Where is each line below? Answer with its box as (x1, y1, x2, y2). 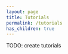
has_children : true (6, 25, 55, 32)
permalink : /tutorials (6, 20, 63, 26)
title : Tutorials (6, 14, 50, 20)
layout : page (6, 8, 39, 15)
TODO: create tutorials (6, 42, 61, 49)
